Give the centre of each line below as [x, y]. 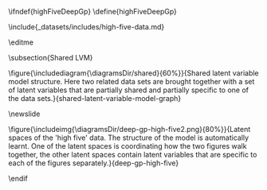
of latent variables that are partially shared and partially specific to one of [129, 90]
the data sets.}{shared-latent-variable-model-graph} [95, 98]
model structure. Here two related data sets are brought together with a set [132, 81]
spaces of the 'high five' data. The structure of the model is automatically [129, 138]
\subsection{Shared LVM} [51, 58]
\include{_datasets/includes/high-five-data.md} [86, 27]
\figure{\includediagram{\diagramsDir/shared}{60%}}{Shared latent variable [133, 73]
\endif [18, 178]
